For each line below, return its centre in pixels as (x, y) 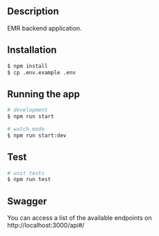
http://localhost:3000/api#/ (46, 226)
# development (28, 110)
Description (33, 11)
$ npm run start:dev (37, 135)
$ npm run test (29, 180)
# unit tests (26, 173)
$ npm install (28, 66)
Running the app (43, 94)
